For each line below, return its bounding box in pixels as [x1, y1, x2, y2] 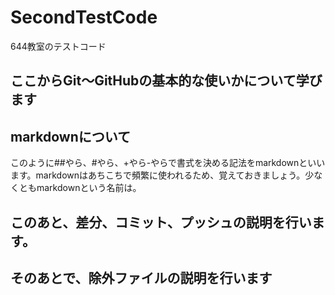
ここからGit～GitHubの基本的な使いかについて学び [10, 72, 323, 90]
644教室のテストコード [10, 40, 107, 52]
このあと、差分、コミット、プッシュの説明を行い [10, 214, 312, 231]
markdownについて [10, 128, 132, 145]
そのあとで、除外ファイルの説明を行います [10, 269, 273, 286]
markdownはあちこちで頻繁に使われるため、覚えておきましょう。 [35, 169, 306, 181]
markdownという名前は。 [36, 182, 142, 194]
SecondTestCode [10, 6, 158, 29]
